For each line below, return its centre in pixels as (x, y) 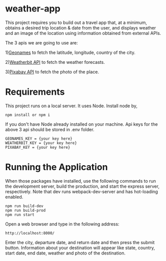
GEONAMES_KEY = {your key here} (39, 138)
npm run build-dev (24, 206)
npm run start (20, 215)
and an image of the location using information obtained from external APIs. (83, 33)
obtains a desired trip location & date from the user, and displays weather (81, 27)
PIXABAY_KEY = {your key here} (38, 147)
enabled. (14, 197)
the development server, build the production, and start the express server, (82, 186)
